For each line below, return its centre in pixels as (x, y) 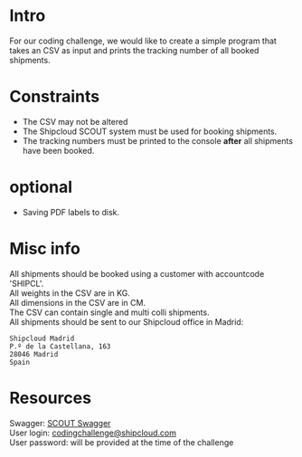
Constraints (55, 97)
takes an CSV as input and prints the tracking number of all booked (134, 50)
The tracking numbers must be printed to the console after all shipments (158, 140)
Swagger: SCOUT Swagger (60, 423)
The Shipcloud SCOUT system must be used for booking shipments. (150, 131)
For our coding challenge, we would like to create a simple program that (143, 41)
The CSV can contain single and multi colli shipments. (109, 312)
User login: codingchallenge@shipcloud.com (93, 433)
